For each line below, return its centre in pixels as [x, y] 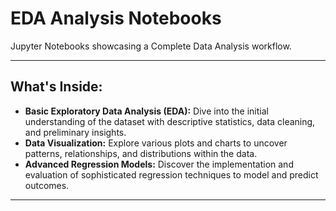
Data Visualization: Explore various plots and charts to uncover [156, 143]
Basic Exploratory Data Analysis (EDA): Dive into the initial [146, 111]
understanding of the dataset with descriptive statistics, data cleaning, [170, 121]
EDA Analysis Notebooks [116, 18]
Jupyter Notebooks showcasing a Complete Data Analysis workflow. [151, 46]
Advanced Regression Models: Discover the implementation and [159, 164]
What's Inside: [56, 87]
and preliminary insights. [75, 132]
